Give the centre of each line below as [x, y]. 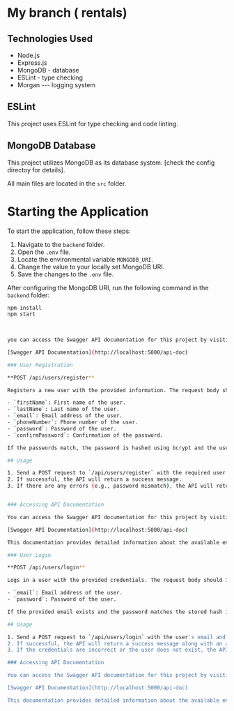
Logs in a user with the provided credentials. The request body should [115, 581]
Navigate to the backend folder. [61, 244]
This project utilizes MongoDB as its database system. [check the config [111, 163]
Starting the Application [78, 211]
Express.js [32, 63]
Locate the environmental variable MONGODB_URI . [85, 259]
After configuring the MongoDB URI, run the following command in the [108, 287]
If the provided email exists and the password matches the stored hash [115, 612]
